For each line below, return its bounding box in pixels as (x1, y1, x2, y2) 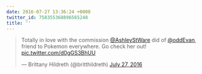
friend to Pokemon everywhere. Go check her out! (21, 43, 147, 50)
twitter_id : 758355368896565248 (6, 14, 88, 20)
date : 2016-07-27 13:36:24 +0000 (6, 8, 91, 15)
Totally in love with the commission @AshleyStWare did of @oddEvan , (21, 37, 197, 44)
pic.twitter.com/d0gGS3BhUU (21, 49, 96, 57)
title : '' (6, 20, 32, 26)
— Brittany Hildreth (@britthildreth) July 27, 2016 (21, 61, 143, 68)
